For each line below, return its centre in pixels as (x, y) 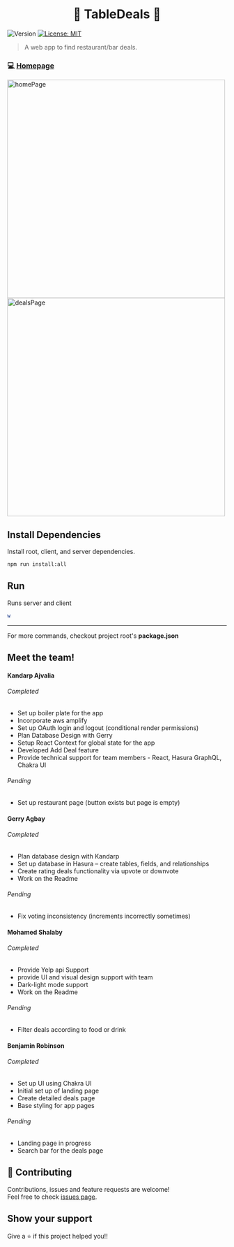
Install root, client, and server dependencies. (71, 552)
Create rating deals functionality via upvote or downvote (98, 871)
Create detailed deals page (56, 1098)
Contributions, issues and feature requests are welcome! (88, 1189)
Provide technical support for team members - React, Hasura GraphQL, (119, 757)
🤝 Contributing (40, 1173)
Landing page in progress (54, 1143)
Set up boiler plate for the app (60, 713)
